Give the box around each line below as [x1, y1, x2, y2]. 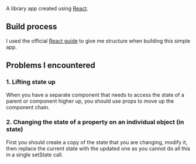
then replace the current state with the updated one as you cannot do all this [6, 145, 191, 152]
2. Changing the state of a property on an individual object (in [6, 118, 184, 126]
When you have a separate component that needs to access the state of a [6, 91, 184, 98]
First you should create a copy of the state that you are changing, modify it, [6, 138, 188, 145]
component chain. [6, 103, 50, 110]
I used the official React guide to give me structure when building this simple [6, 37, 191, 44]
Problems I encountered [6, 61, 95, 71]
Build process [6, 22, 57, 32]
